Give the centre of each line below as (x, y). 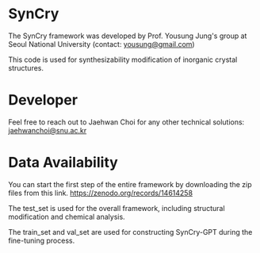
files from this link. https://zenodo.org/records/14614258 (100, 193)
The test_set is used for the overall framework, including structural (117, 208)
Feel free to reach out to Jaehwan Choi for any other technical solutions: (126, 122)
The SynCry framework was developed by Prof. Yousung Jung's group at (128, 36)
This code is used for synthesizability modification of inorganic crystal (123, 59)
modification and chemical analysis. (67, 217)
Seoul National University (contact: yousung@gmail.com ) (102, 44)
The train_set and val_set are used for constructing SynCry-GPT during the (130, 232)
